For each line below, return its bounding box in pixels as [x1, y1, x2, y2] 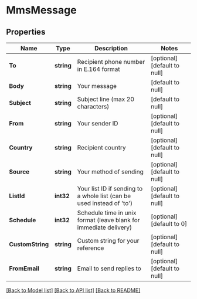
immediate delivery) [77, 223, 133, 232]
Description [94, 45, 128, 52]
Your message [77, 82, 117, 90]
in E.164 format [77, 65, 120, 73]
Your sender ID [77, 120, 118, 127]
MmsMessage [6, 4, 77, 17]
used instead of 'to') [77, 199, 133, 207]
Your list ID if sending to [77, 185, 143, 192]
